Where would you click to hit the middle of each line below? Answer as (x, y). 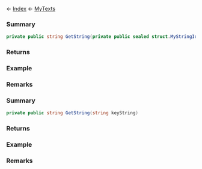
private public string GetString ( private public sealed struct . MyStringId (102, 37)
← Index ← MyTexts (31, 9)
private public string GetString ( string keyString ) (72, 113)
